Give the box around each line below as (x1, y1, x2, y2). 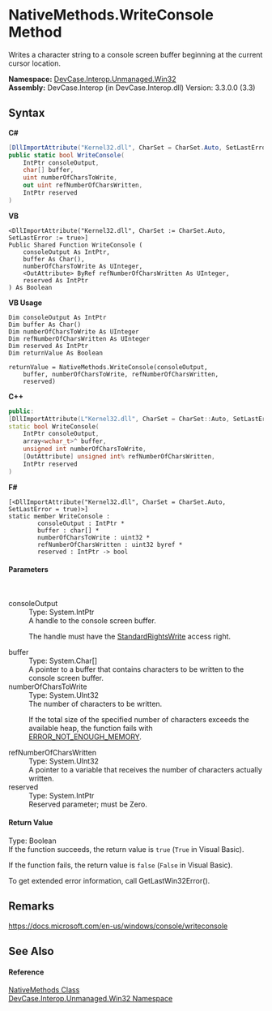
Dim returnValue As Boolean (8, 349, 104, 357)
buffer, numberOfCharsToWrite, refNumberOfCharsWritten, (23, 370, 219, 378)
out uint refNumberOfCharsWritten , (23, 181, 143, 190)
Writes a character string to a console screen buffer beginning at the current (8, 49, 263, 59)
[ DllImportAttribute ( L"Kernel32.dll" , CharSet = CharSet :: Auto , (8, 415, 230, 423)
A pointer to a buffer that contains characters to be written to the (28, 664, 244, 674)
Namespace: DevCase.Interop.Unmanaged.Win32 (8, 74, 176, 84)
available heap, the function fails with (28, 723, 153, 733)
